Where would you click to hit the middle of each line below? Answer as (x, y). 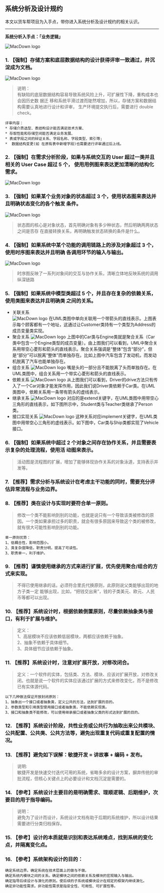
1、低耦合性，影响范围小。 (28, 543)
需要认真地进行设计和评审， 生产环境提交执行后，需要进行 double (87, 107)
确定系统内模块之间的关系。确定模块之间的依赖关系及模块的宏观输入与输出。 (71, 876)
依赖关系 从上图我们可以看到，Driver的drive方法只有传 (85, 380)
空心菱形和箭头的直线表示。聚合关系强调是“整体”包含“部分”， (87, 349)
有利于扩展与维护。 (37, 619)
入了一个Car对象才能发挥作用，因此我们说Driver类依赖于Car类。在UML (83, 386)
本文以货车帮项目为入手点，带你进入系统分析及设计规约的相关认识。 (73, 22)
